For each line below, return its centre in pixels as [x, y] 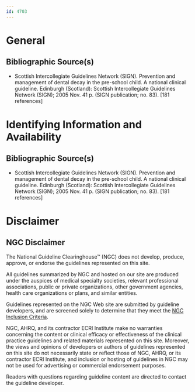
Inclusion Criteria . [27, 317]
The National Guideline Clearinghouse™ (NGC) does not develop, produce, [95, 257]
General [26, 40]
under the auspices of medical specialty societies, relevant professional [93, 280]
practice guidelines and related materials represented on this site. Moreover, [98, 341]
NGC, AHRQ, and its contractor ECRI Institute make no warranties [84, 328]
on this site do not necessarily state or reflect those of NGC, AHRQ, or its [93, 353]
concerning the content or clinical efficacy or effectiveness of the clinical [94, 334]
